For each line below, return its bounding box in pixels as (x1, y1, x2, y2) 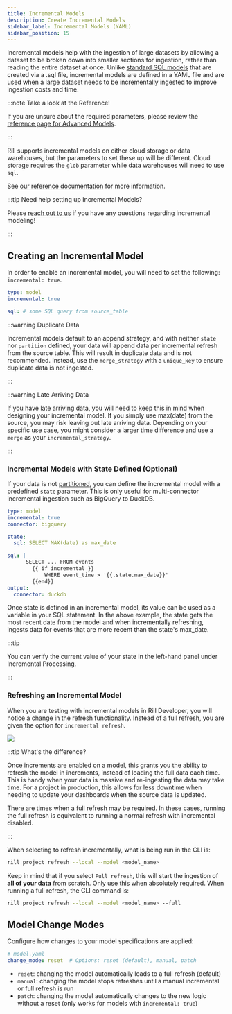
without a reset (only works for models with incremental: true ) (17, 999, 198, 1008)
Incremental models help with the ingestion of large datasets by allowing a (7, 49, 220, 57)
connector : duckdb (13, 591, 67, 598)
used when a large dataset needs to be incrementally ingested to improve (7, 78, 217, 87)
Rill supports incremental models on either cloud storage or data (7, 146, 190, 155)
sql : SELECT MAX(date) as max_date (13, 540, 116, 547)
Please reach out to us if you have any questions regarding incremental (7, 209, 211, 217)
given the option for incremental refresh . (7, 721, 126, 729)
